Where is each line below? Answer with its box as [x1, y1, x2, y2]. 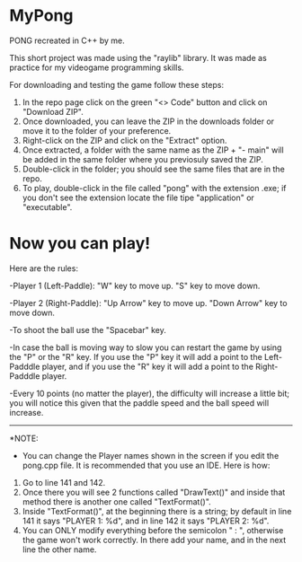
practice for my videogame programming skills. [9, 62, 184, 73]
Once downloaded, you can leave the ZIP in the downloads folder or [22, 116, 275, 127]
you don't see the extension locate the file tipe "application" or [22, 192, 254, 203]
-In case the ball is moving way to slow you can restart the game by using [9, 342, 282, 353]
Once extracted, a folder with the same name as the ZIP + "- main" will [22, 145, 285, 155]
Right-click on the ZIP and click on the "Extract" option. [22, 135, 227, 145]
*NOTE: [9, 433, 39, 443]
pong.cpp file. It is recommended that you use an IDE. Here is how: [22, 460, 271, 470]
